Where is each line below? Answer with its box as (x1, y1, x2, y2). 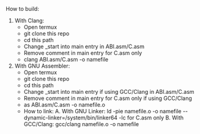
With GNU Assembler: (14, 62, 70, 69)
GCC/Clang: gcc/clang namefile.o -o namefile (23, 121, 139, 127)
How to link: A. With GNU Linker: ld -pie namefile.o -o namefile (23, 108, 182, 115)
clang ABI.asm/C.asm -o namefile (23, 56, 108, 63)
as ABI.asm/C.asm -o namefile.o (23, 101, 105, 108)
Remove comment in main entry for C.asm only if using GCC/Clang (23, 94, 192, 102)
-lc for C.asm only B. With (118, 114, 184, 121)
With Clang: (14, 17, 45, 24)
